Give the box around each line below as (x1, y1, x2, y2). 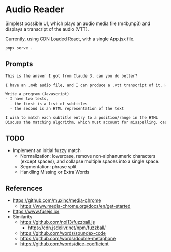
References (5, 184, 43, 192)
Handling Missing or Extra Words (20, 169, 90, 175)
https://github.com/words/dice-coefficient (20, 241, 109, 247)
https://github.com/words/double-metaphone (20, 236, 116, 242)
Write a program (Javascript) (5, 92, 70, 97)
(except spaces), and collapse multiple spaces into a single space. (20, 158, 160, 164)
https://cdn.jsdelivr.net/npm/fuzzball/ (27, 224, 106, 231)
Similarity (12, 214, 33, 220)
